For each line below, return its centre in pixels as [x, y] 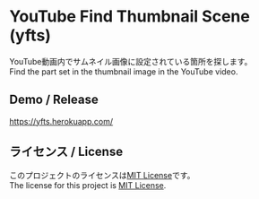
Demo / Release [54, 100]
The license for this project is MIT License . [88, 185]
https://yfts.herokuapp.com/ [61, 121]
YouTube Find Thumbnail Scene [130, 17]
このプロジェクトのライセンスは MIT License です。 [102, 175]
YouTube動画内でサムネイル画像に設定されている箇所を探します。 [131, 61]
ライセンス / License [66, 152]
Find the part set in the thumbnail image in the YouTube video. [124, 71]
